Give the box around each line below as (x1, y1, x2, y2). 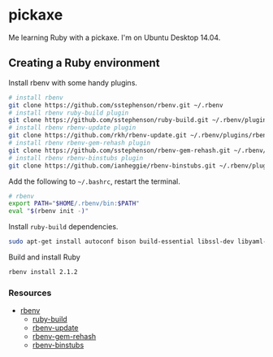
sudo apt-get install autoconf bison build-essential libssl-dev (8, 237, 234, 246)
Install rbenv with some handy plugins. (8, 77, 138, 87)
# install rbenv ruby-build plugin (8, 108, 129, 117)
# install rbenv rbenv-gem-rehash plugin (8, 139, 151, 147)
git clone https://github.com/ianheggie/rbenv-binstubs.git (8, 161, 217, 170)
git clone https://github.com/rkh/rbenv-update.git (8, 132, 187, 140)
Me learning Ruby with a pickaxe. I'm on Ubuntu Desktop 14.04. (8, 33, 221, 42)
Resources (8, 287, 52, 298)
